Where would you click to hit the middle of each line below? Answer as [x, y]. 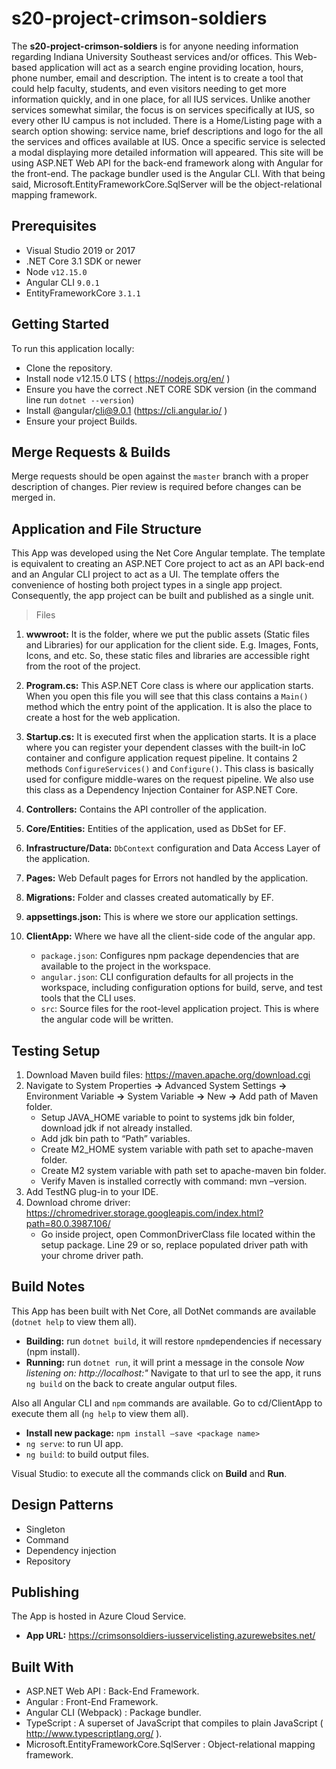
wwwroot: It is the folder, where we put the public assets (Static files [167, 634]
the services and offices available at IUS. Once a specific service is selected [168, 141]
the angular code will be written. [107, 1019]
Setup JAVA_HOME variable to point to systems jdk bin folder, [168, 1117]
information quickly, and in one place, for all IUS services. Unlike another [161, 99]
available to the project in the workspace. [125, 966]
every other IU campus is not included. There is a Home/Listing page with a [167, 120]
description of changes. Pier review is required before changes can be [156, 487]
